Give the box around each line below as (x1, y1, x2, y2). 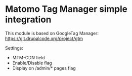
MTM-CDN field (12, 54, 45, 60)
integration (5, 14, 52, 25)
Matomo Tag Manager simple (5, 3, 128, 15)
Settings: (5, 45, 23, 51)
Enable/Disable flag (12, 60, 52, 66)
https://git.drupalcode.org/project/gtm (5, 36, 83, 41)
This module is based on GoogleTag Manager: (5, 30, 99, 36)
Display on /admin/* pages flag (12, 65, 76, 71)
